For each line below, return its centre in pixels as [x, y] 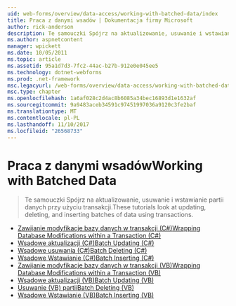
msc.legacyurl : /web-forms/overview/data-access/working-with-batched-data [120, 85]
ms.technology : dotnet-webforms [54, 72]
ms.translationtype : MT [42, 111]
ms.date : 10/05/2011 [38, 53]
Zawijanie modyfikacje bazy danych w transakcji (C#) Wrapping [109, 228]
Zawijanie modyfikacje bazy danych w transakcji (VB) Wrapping [109, 265]
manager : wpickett [34, 46]
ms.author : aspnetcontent [45, 40]
